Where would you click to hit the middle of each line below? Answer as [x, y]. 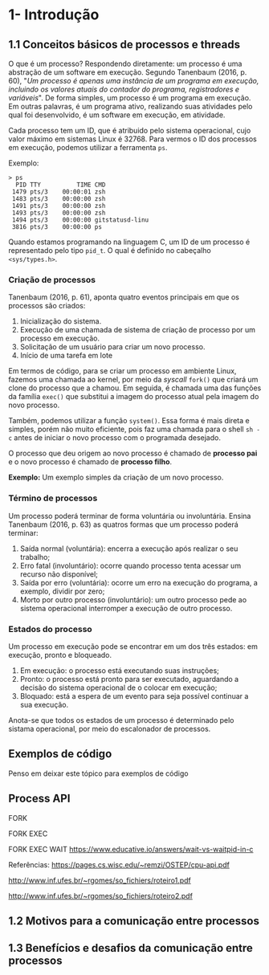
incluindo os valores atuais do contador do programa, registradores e [124, 89]
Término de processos [53, 498]
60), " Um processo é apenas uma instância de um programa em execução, [134, 81]
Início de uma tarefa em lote [66, 356]
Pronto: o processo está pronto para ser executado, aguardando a [129, 679]
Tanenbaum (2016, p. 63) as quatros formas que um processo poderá [123, 524]
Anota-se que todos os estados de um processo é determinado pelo [121, 720]
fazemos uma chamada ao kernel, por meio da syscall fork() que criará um [133, 380]
